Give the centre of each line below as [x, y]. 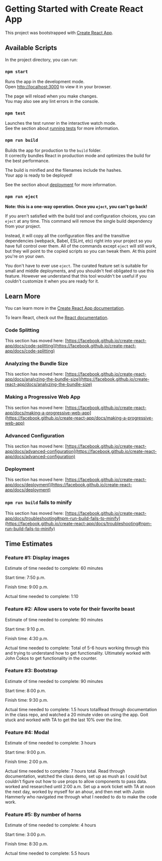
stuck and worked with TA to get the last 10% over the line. [64, 720]
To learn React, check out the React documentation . [57, 317]
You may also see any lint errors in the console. [52, 101]
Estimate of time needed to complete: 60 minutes [54, 568]
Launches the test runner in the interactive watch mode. [61, 123]
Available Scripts [31, 48]
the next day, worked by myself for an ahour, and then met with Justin [75, 792]
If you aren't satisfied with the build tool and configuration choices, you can [80, 216]
